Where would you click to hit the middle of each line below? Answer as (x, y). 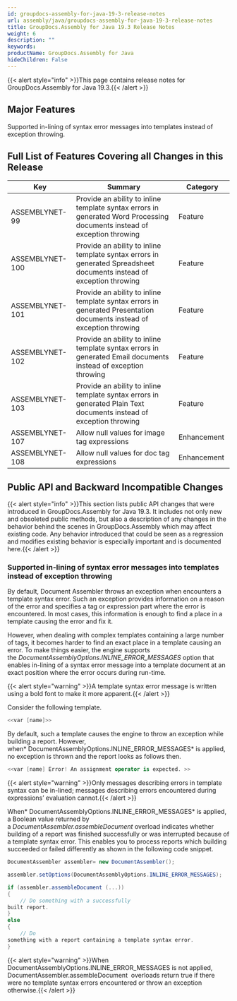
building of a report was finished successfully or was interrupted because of (119, 834)
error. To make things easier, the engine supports (79, 650)
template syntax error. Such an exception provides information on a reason (116, 599)
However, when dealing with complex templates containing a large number (116, 635)
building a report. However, (47, 741)
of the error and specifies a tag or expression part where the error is (107, 606)
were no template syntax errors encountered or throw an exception (105, 983)
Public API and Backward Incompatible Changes (115, 487)
